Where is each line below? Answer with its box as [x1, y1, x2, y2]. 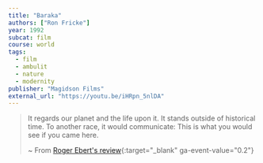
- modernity [15, 77, 55, 85]
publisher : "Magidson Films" [8, 84, 105, 93]
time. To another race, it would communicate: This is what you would [27, 122, 253, 132]
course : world [8, 41, 55, 49]
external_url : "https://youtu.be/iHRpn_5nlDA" [8, 92, 165, 100]
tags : [8, 48, 26, 56]
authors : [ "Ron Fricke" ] [8, 19, 90, 27]
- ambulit [15, 63, 48, 71]
